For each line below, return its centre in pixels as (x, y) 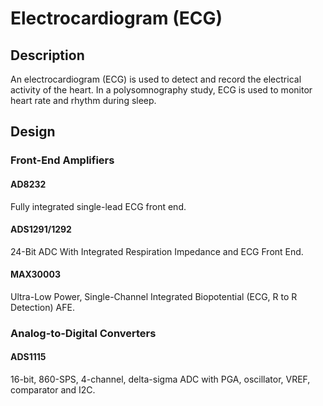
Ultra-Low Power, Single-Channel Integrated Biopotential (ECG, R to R (154, 296)
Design (33, 132)
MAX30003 (35, 274)
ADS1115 (28, 357)
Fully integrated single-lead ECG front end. (98, 206)
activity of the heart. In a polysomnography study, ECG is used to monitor (161, 90)
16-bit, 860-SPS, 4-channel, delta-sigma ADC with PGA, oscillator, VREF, (160, 379)
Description (47, 55)
